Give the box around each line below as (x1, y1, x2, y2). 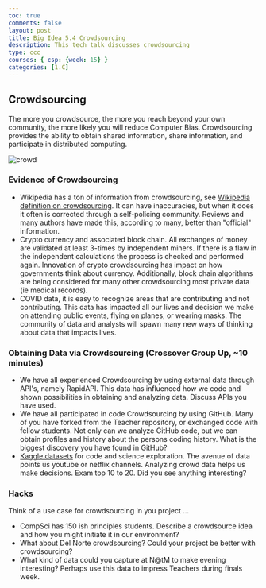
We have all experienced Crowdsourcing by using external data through (19, 375, 255, 385)
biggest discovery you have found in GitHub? (19, 443, 168, 453)
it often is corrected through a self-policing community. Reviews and (19, 209, 245, 219)
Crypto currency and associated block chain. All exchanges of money (19, 234, 248, 244)
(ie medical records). (19, 285, 88, 295)
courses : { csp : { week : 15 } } (8, 56, 109, 64)
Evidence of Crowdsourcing (8, 174, 118, 185)
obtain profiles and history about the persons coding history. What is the (19, 435, 257, 444)
